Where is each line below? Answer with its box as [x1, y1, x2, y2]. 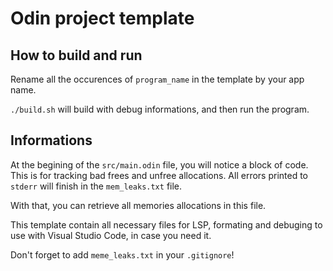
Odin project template [10, 7, 195, 30]
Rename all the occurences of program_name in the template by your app [10, 73, 305, 85]
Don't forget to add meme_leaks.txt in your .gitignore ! [10, 248, 235, 261]
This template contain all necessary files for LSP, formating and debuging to [10, 218, 323, 231]
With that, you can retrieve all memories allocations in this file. [10, 199, 267, 211]
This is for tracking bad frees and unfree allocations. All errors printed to [10, 169, 309, 181]
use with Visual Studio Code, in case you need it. [10, 229, 212, 241]
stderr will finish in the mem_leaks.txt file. [10, 180, 183, 192]
